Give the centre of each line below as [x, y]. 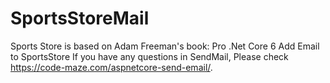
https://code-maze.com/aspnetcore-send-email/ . [111, 67]
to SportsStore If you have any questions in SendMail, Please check [149, 56]
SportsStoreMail [80, 18]
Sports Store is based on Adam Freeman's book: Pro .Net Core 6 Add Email [165, 46]
